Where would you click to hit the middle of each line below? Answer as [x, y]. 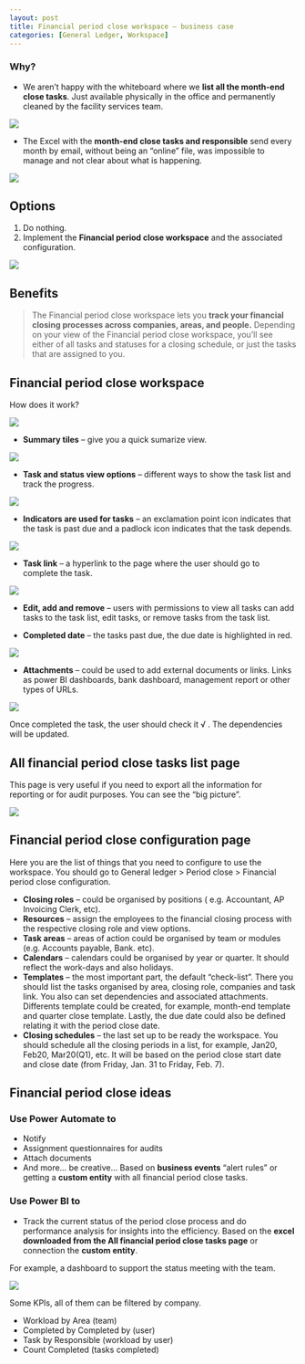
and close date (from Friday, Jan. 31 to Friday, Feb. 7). [123, 1064]
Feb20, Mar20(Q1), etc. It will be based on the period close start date [152, 1054]
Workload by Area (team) [70, 1320]
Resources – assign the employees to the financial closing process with [157, 918]
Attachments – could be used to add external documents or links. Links [157, 670]
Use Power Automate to [63, 1119]
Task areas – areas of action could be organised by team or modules [152, 938]
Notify [34, 1138]
